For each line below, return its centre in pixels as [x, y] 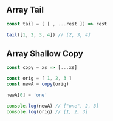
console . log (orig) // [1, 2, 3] [47, 111]
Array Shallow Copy [45, 54]
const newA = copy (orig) [38, 84]
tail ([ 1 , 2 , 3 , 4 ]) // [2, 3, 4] [49, 35]
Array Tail [25, 10]
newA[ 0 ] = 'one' [27, 95]
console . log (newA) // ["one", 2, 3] [53, 106]
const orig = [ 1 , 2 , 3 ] [39, 79]
